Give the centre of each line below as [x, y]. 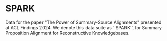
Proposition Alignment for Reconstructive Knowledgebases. [68, 33]
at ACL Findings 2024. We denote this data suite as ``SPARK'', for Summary [83, 27]
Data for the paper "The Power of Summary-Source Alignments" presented [83, 22]
